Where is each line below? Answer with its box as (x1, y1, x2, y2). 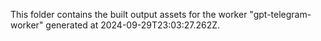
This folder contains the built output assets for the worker (10, 9, 248, 20)
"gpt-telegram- (249, 9, 312, 20)
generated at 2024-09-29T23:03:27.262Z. (45, 19, 221, 31)
